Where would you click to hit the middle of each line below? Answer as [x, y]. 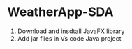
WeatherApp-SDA [60, 12]
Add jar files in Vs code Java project [69, 38]
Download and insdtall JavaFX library [71, 31]
